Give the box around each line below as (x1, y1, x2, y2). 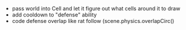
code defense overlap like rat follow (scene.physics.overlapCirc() (11, 18, 175, 24)
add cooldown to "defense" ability (11, 11, 97, 18)
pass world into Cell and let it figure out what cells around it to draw (11, 5, 181, 12)
